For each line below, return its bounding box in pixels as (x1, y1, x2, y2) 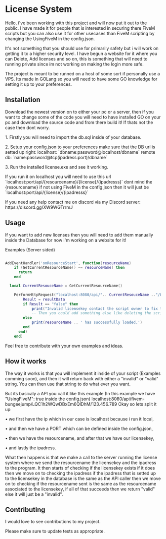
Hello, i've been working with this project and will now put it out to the (5, 20, 147, 26)
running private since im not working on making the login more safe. (5, 61, 144, 67)
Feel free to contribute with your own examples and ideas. (5, 343, 124, 349)
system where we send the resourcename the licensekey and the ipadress (5, 460, 157, 466)
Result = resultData (23, 297, 65, 302)
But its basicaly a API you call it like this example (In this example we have (5, 390, 156, 396)
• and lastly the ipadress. (5, 445, 56, 451)
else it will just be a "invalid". (5, 491, 63, 497)
